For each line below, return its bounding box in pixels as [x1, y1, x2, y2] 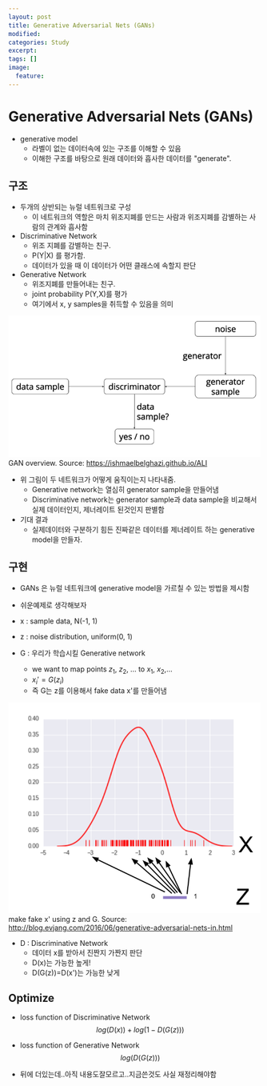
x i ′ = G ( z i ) [31, 675, 65, 686]
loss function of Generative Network [19, 1040, 140, 1050]
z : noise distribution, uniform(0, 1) [19, 631, 133, 641]
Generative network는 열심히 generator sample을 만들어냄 [31, 485, 220, 494]
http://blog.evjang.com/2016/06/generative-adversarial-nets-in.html [8, 923, 233, 932]
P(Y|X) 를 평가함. [31, 250, 86, 260]
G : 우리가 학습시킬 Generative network [19, 648, 146, 658]
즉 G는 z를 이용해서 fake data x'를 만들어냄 [31, 686, 168, 695]
